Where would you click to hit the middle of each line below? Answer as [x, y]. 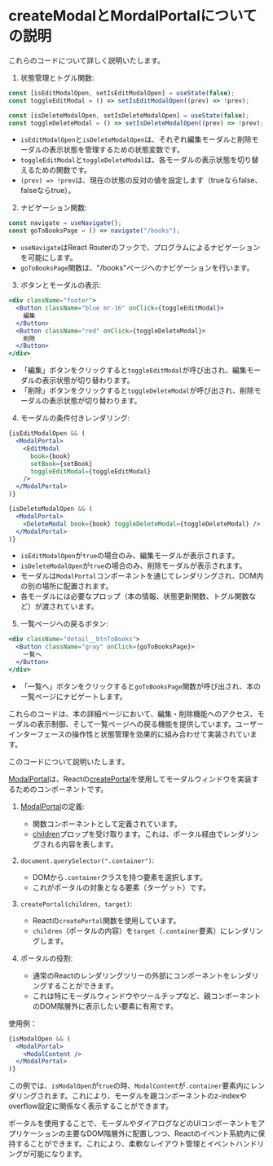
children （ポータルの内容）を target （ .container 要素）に [130, 931]
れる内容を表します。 [82, 844]
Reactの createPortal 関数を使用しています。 [106, 920]
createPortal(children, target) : [76, 904]
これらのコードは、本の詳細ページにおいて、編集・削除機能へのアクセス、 [133, 714]
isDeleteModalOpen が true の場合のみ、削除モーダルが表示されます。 [133, 565]
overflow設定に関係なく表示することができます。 [91, 1106]
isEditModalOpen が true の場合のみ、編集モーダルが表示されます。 [130, 556]
